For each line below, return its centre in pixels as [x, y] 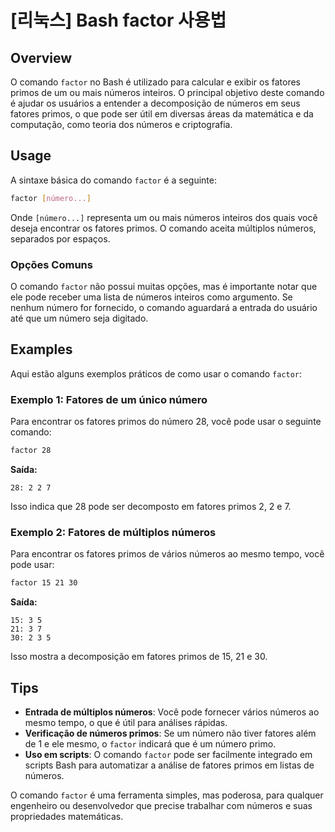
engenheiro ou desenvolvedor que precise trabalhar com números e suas [161, 805]
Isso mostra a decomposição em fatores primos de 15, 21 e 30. [139, 657]
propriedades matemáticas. [67, 816]
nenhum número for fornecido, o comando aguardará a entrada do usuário [164, 307]
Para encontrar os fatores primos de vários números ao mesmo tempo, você [167, 554]
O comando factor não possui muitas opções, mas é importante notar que [164, 286]
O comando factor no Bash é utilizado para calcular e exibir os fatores [155, 82]
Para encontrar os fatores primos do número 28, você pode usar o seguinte [166, 422]
